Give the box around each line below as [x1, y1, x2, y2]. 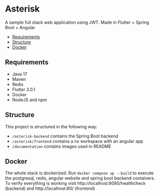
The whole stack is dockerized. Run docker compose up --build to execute [5, 170, 154, 176]
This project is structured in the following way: [5, 123, 98, 129]
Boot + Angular [5, 24, 35, 30]
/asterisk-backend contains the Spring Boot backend [12, 133, 119, 139]
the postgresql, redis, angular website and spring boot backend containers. [5, 175, 155, 181]
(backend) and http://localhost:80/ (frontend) [5, 185, 96, 192]
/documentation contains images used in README [12, 143, 112, 149]
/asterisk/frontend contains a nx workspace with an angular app [12, 138, 144, 144]
